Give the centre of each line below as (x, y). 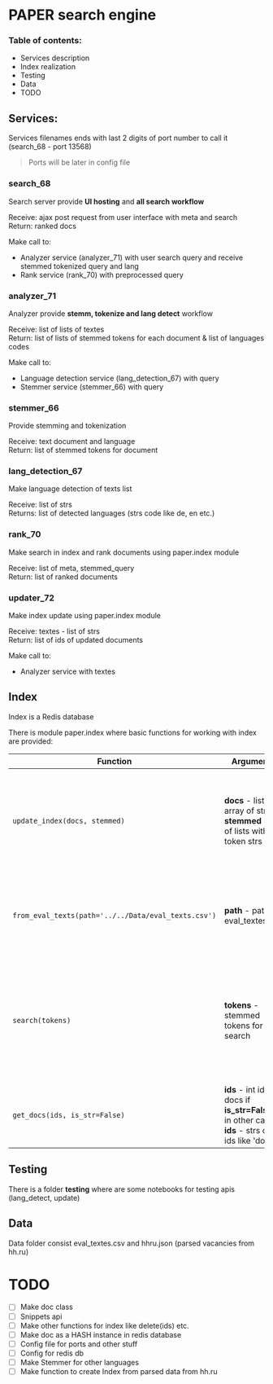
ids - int (240, 1089)
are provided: (31, 741)
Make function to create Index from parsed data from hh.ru (119, 1371)
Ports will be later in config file (79, 163)
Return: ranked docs (43, 226)
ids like (238, 1140)
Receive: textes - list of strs (54, 631)
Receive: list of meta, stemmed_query (71, 568)
